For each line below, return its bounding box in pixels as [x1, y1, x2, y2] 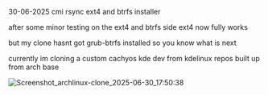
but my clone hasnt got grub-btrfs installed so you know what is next [8, 38, 237, 47]
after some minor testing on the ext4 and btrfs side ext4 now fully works [8, 23, 248, 31]
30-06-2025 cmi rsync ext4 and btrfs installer [8, 7, 161, 16]
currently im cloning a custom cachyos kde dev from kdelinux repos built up [8, 54, 260, 63]
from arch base [8, 62, 60, 72]
